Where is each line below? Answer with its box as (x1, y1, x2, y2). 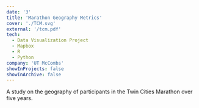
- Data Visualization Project (12, 37, 89, 43)
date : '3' (6, 9, 32, 15)
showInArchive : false (6, 71, 62, 77)
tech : (6, 32, 20, 38)
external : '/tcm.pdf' (6, 26, 62, 32)
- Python (12, 54, 34, 60)
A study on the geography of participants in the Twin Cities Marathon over (6, 88, 193, 95)
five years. (6, 95, 33, 102)
